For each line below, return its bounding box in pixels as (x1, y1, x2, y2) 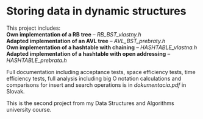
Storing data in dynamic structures (6, 4, 187, 18)
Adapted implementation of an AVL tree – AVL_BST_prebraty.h (6, 37, 166, 44)
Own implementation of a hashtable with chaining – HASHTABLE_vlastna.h (6, 44, 198, 51)
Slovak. (6, 87, 25, 95)
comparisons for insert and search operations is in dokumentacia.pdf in (6, 81, 187, 89)
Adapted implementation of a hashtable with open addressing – (6, 50, 171, 57)
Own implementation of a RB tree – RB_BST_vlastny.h (6, 30, 141, 38)
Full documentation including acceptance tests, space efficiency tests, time (6, 68, 196, 75)
